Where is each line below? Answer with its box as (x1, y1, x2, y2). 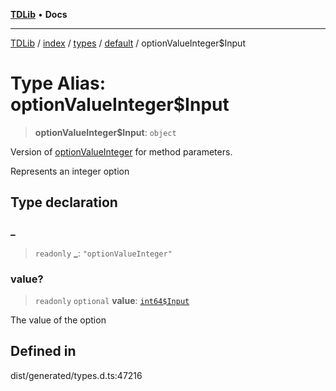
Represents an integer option (10, 165, 130, 177)
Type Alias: (10, 72, 107, 95)
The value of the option (10, 314, 107, 326)
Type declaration (10, 194, 118, 211)
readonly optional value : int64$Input (34, 294, 190, 306)
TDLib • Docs (10, 9, 68, 20)
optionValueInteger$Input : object (34, 126, 177, 138)
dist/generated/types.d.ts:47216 (10, 369, 143, 381)
